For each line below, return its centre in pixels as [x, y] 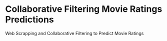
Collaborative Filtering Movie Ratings [84, 9]
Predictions [29, 20]
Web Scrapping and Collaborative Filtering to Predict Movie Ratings [74, 33]
